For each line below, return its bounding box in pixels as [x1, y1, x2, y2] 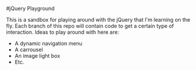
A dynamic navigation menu [14, 40, 82, 47]
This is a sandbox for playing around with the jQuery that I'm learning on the [6, 16, 191, 23]
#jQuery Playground [6, 5, 55, 12]
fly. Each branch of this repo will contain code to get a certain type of [6, 23, 174, 29]
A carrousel [14, 46, 43, 53]
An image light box [14, 52, 61, 59]
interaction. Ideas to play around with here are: [6, 29, 119, 36]
